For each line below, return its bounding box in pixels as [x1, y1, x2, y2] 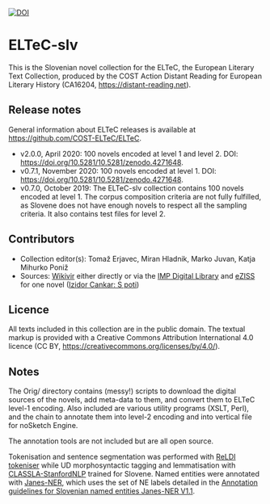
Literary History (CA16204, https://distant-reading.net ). [8, 79, 192, 89]
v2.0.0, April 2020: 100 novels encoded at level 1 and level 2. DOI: [19, 149, 238, 158]
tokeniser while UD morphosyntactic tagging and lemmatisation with [8, 460, 236, 470]
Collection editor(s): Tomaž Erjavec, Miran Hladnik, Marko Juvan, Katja [19, 254, 256, 263]
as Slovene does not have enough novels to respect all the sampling [19, 200, 247, 210]
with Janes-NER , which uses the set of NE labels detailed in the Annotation [8, 477, 259, 488]
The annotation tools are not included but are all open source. [8, 436, 214, 446]
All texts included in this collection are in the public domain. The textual [8, 324, 246, 334]
